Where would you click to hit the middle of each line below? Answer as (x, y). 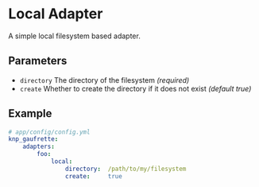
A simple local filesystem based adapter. (74, 36)
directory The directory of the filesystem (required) (104, 80)
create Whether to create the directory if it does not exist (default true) (135, 88)
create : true (94, 176)
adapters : (39, 147)
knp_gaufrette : (33, 139)
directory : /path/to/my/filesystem (126, 169)
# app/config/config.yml (49, 132)
